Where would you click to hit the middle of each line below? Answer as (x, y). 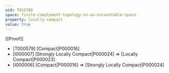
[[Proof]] (15, 39)
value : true (18, 24)
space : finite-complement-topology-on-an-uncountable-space (71, 15)
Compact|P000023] (34, 60)
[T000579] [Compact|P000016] (46, 48)
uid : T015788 (19, 10)
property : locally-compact (34, 19)
